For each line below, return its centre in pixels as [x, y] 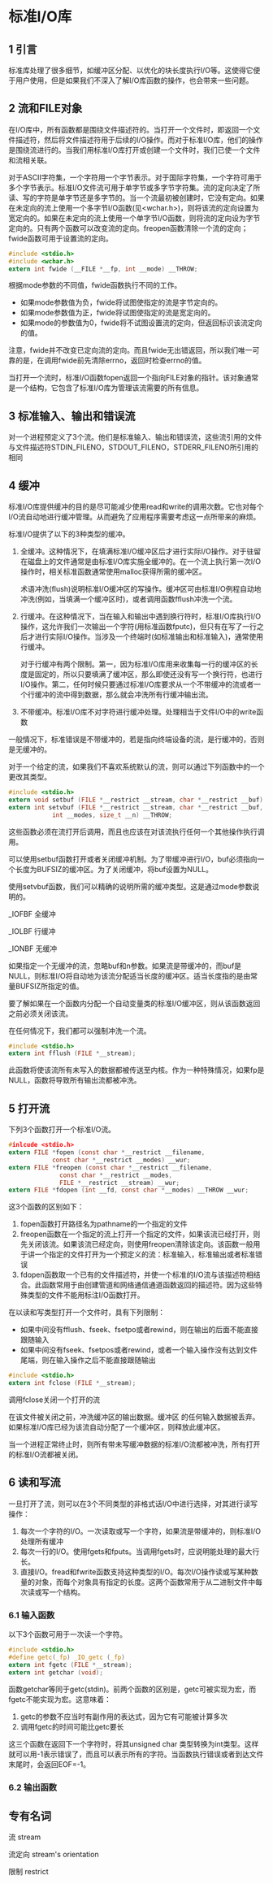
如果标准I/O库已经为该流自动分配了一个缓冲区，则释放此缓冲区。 [117, 1427]
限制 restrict [28, 1872]
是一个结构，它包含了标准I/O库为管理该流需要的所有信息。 [106, 388]
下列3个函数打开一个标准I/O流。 [62, 1130]
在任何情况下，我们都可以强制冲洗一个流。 [80, 1031]
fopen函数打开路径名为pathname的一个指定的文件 [104, 1224]
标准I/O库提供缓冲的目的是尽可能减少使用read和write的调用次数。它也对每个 [136, 507]
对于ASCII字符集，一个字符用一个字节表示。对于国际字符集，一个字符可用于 [135, 177]
